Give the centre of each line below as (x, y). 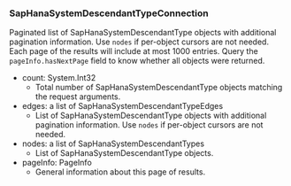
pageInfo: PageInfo (57, 163)
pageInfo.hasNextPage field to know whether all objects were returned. (137, 61)
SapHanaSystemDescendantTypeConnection (109, 13)
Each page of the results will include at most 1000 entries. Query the (134, 51)
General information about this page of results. (120, 172)
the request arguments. (78, 97)
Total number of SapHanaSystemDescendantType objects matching (159, 88)
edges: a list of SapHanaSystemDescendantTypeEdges (123, 106)
